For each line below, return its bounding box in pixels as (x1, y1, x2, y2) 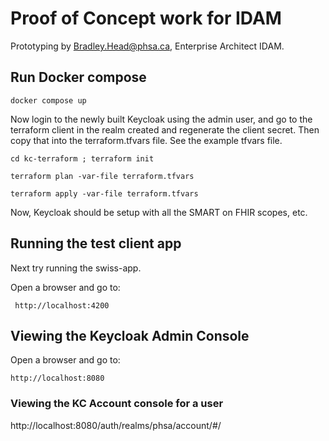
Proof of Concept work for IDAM (10, 7, 282, 30)
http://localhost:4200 (14, 300, 110, 311)
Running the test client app (10, 235, 182, 252)
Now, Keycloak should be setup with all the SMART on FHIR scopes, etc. (10, 206, 308, 218)
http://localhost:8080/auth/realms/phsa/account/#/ (10, 419, 222, 431)
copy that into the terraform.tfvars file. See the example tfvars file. (10, 134, 283, 146)
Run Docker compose (10, 69, 147, 86)
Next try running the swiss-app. (10, 262, 142, 274)
